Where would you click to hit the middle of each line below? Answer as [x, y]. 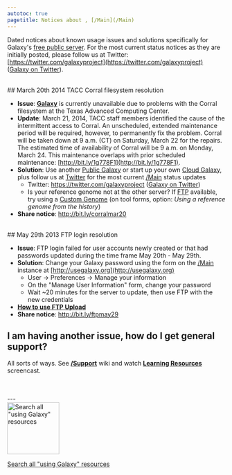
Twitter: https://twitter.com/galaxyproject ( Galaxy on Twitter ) [114, 184]
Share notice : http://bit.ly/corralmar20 [72, 214]
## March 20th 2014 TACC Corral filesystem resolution [86, 90]
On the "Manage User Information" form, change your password [119, 285]
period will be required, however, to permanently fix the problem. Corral [119, 133]
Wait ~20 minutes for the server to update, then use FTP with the [120, 292]
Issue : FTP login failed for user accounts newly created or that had [113, 248]
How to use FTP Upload [52, 307]
